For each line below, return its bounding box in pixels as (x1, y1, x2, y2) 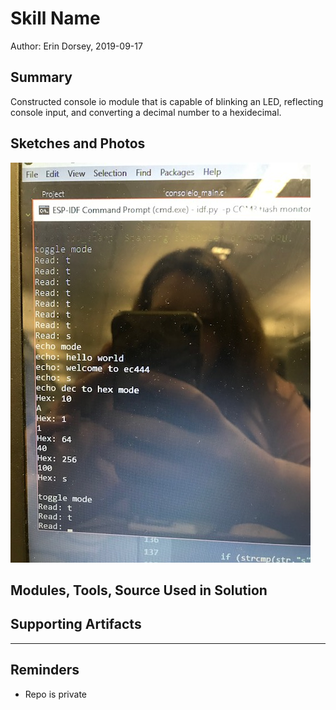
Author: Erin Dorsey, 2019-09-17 (10, 40, 143, 52)
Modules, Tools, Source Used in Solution (10, 582, 268, 599)
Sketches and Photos (10, 135, 146, 152)
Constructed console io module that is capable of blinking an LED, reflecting (10, 95, 324, 107)
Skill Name (10, 7, 101, 30)
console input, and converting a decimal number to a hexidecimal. (10, 106, 282, 118)
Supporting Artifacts (10, 616, 142, 633)
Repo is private (24, 688, 88, 700)
